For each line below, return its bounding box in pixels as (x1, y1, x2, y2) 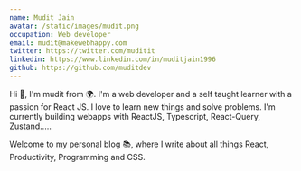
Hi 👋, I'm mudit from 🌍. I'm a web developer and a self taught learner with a (9, 88, 292, 99)
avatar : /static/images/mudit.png (9, 22, 140, 31)
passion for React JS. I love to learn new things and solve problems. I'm (9, 101, 276, 112)
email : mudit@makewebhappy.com (9, 38, 127, 48)
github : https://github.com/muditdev (9, 64, 152, 73)
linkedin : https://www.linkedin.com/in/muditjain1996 (9, 55, 217, 64)
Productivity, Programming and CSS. (9, 151, 146, 162)
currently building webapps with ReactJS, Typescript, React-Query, (9, 111, 260, 121)
